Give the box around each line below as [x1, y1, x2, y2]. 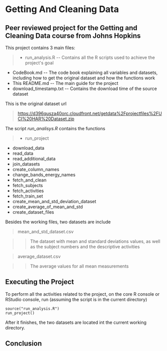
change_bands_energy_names [12, 172, 75, 178]
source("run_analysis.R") [5, 306, 59, 311]
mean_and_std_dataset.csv [17, 229, 74, 234]
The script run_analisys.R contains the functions [5, 126, 106, 131]
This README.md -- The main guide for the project [12, 80, 119, 86]
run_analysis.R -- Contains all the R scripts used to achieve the [25, 54, 155, 60]
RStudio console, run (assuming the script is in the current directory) [5, 296, 147, 302]
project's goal [25, 60, 54, 66]
